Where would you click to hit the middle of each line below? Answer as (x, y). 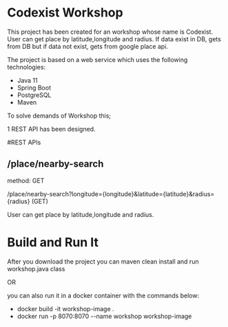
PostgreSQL (34, 95)
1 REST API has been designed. (51, 129)
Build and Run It (53, 242)
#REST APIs (24, 142)
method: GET (26, 180)
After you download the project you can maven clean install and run (103, 261)
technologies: (27, 67)
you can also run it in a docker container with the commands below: (103, 295)
